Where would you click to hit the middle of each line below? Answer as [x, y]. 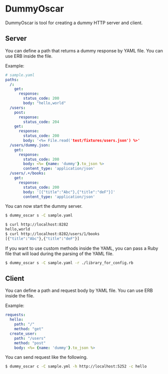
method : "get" [29, 329]
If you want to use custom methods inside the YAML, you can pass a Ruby [82, 248]
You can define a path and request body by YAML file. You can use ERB [79, 290]
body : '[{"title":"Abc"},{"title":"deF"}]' [69, 192]
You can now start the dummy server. [44, 206]
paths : [12, 80]
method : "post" [30, 343]
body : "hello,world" [45, 103]
